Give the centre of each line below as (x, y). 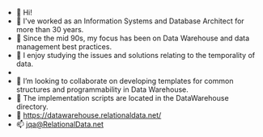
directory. (32, 106)
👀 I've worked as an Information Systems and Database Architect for (130, 21)
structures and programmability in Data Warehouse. (102, 89)
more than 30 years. (50, 29)
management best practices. (64, 47)
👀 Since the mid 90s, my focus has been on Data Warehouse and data (133, 38)
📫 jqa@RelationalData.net (59, 124)
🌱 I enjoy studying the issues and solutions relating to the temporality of (136, 55)
